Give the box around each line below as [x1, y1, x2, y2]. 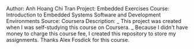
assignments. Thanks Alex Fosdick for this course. [6, 37, 130, 43]
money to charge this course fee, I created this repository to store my [6, 30, 177, 37]
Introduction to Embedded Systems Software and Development [6, 11, 161, 18]
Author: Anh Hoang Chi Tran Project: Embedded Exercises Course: [6, 5, 170, 12]
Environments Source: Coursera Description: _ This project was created [6, 18, 182, 24]
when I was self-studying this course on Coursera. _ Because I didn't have [6, 24, 189, 31]
